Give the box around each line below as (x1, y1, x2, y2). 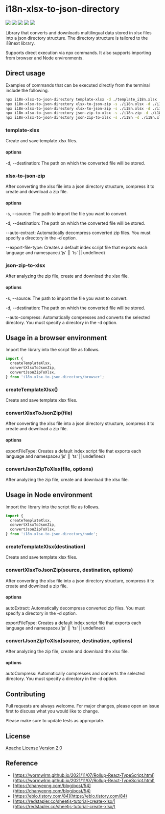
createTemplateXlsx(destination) (5, 543, 86, 550)
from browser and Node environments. (5, 55, 84, 61)
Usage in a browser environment (5, 334, 107, 342)
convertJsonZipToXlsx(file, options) (5, 465, 94, 472)
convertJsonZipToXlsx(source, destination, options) (5, 637, 133, 644)
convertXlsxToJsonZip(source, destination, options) (5, 567, 133, 574)
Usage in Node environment (5, 491, 93, 499)
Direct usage (5, 69, 46, 78)
